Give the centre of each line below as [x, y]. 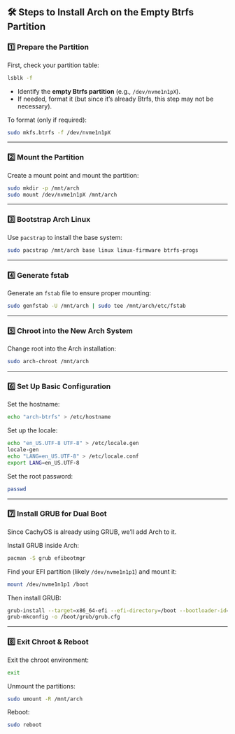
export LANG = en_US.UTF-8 [43, 463]
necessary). [35, 106]
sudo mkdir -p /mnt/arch [43, 188]
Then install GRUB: [34, 598]
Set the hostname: [34, 404]
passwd [17, 489]
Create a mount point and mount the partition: [73, 175]
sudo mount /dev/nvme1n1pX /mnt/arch [62, 195]
